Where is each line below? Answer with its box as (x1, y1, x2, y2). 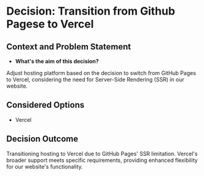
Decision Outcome (6, 134, 78, 144)
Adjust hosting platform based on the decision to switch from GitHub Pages (6, 69, 197, 77)
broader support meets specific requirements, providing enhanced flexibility (6, 157, 198, 164)
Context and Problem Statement (6, 41, 131, 52)
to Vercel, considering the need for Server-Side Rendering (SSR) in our (6, 76, 184, 83)
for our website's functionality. (6, 163, 84, 170)
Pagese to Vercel (6, 17, 94, 31)
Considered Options (6, 100, 84, 110)
